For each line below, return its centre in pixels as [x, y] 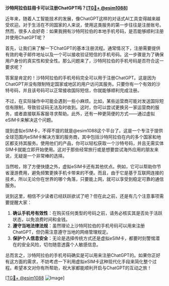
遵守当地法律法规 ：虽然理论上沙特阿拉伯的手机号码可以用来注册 [78, 226]
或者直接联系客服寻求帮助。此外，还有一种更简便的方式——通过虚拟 [84, 114]
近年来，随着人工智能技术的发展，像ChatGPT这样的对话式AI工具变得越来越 [83, 19]
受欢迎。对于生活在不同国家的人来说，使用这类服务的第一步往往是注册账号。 [84, 25]
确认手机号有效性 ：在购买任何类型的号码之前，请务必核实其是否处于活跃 [87, 213]
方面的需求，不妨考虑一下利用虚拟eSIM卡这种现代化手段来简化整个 [83, 262]
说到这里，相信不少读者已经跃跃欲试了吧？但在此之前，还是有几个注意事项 [82, 196]
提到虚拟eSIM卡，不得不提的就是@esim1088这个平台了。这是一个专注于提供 [84, 131]
